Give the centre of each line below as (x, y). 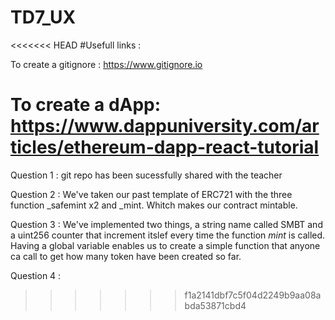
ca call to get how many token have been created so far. (126, 256)
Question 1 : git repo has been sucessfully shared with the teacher (146, 175)
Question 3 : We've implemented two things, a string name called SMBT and (166, 224)
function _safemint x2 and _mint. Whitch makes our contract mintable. (154, 205)
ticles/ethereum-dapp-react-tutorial (165, 147)
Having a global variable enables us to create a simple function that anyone (165, 245)
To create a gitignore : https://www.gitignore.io (106, 64)
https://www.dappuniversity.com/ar (165, 126)
